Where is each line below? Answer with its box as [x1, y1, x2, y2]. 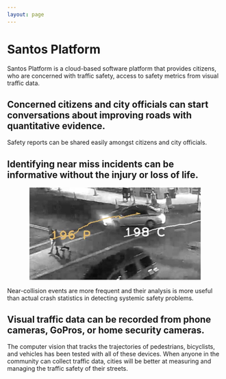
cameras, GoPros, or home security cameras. [7, 325, 205, 336]
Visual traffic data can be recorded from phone [7, 314, 212, 325]
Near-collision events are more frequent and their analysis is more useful [7, 286, 213, 295]
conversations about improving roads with [7, 109, 192, 121]
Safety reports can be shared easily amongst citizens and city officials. [7, 138, 208, 147]
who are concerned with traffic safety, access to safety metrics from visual [7, 71, 219, 80]
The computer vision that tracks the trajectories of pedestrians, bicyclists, [7, 343, 216, 351]
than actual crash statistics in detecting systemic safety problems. [7, 294, 194, 302]
